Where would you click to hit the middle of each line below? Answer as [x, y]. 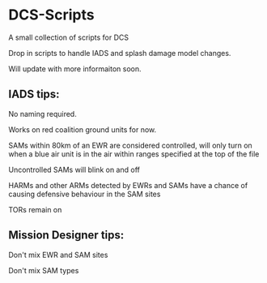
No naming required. [42, 114]
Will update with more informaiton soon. [75, 69]
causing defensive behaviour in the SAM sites [85, 194]
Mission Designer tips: [66, 236]
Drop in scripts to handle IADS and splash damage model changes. [120, 53]
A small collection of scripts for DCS [69, 37]
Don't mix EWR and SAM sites [58, 255]
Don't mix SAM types [44, 270]
